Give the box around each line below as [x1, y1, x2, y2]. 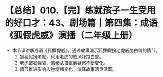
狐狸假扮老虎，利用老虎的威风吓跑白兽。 [19, 53, 104, 59]
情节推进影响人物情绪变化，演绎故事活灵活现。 [19, 66, 117, 72]
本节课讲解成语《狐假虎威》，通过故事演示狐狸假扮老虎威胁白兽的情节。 [12, 47, 160, 53]
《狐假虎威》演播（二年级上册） [5, 30, 138, 41]
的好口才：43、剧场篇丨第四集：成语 [5, 17, 158, 29]
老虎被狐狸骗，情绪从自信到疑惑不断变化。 [19, 60, 108, 66]
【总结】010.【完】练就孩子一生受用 [5, 5, 156, 16]
